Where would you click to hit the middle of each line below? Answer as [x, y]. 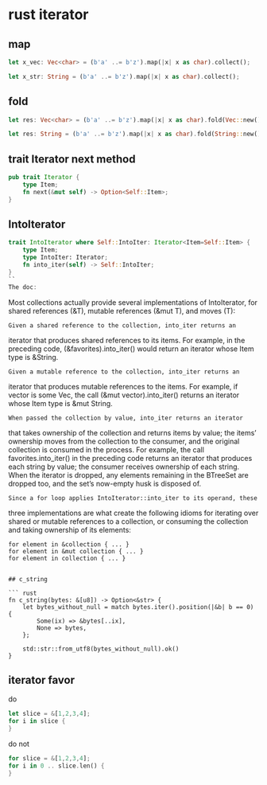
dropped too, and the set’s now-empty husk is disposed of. [105, 483]
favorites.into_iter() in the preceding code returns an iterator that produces [130, 458]
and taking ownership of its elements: [70, 529]
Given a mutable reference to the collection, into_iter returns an [124, 372]
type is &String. [33, 357]
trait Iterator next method [72, 159]
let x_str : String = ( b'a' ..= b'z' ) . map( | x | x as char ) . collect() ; [124, 76]
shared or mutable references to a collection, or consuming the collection [128, 521]
